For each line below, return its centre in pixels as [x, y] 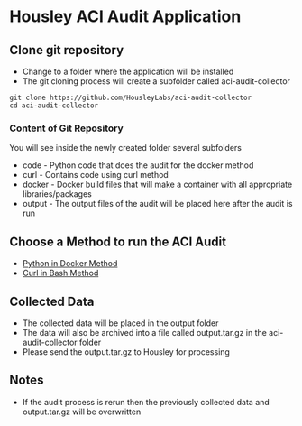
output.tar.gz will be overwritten [82, 412]
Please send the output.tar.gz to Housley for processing [126, 352]
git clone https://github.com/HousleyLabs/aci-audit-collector [131, 97]
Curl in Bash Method [60, 273]
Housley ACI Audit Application [125, 17]
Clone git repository [67, 50]
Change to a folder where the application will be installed [128, 71]
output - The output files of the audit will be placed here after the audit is [157, 204]
